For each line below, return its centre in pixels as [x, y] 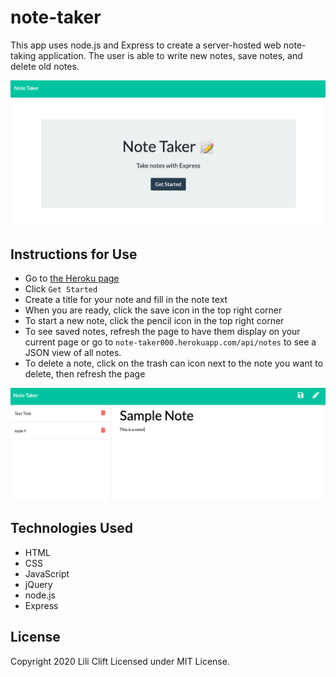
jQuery [38, 584]
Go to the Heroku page [72, 278]
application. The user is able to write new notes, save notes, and [170, 55]
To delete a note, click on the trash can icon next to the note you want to [174, 363]
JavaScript [47, 573]
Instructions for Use [74, 254]
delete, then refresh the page [85, 374]
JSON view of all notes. [73, 353]
